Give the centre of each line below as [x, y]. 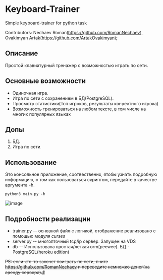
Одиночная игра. [30, 93]
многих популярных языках [41, 114]
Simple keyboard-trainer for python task [46, 23]
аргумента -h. [20, 185]
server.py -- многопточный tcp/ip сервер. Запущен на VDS [74, 241]
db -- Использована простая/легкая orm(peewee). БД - [71, 246]
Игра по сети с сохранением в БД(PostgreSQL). [63, 98]
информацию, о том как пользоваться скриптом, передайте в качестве [81, 180]
